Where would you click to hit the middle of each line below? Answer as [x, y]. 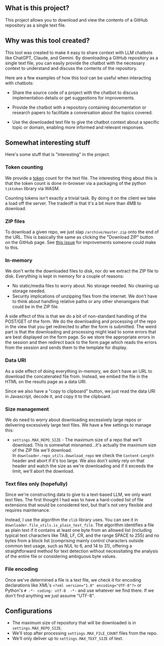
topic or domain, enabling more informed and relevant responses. [78, 127]
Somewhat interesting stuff [48, 143]
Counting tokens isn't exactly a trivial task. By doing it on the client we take [81, 198]
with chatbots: [20, 83]
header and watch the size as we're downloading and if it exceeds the [83, 466]
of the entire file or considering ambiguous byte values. [61, 556]
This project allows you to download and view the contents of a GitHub [76, 20]
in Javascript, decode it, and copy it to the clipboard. [58, 396]
